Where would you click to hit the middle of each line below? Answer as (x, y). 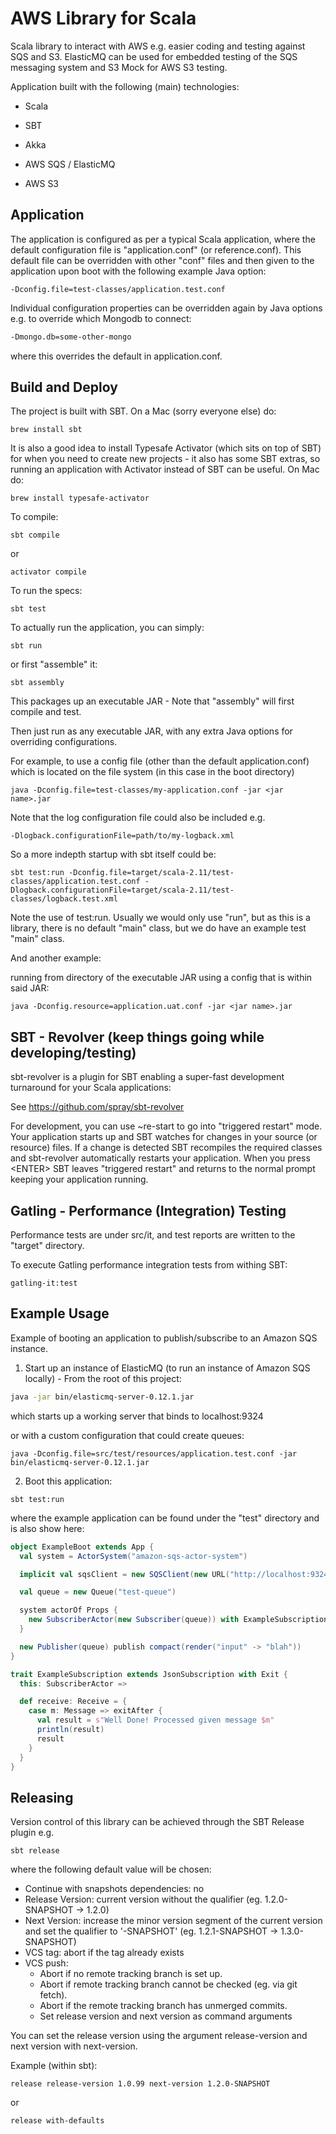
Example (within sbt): (54, 2066)
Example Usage (60, 1313)
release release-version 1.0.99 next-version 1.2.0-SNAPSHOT (140, 2084)
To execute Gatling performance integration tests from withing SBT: (149, 1265)
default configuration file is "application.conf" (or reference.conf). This (156, 249)
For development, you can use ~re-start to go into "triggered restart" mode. (166, 1126)
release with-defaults (57, 2121)
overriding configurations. (64, 742)
